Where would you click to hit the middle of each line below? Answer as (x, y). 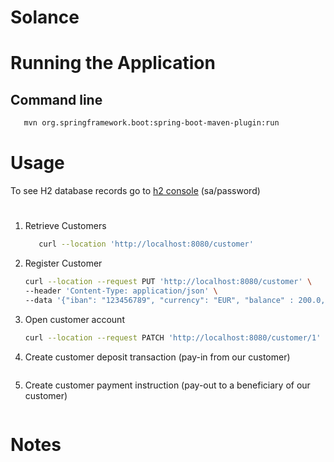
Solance (45, 17)
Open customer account (74, 319)
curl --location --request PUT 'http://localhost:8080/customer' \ (168, 282)
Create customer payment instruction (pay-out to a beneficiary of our (167, 385)
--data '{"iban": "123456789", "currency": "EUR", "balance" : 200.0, (175, 300)
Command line (56, 99)
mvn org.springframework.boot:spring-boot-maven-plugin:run (151, 123)
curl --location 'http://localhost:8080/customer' (146, 244)
